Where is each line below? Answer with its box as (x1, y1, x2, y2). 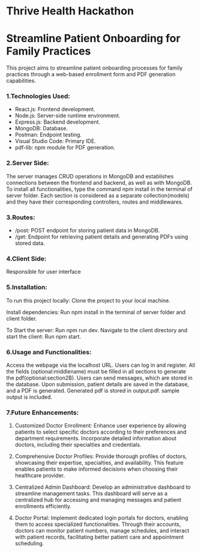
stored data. (14, 240, 45, 247)
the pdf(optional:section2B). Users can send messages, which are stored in (6, 374, 193, 381)
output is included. (6, 393, 53, 400)
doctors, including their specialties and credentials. (14, 441, 142, 449)
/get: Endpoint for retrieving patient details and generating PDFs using (14, 233, 188, 241)
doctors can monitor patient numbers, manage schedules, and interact (14, 527, 190, 534)
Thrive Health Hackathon (6, 4, 134, 18)
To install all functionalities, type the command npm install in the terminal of (6, 185, 193, 193)
